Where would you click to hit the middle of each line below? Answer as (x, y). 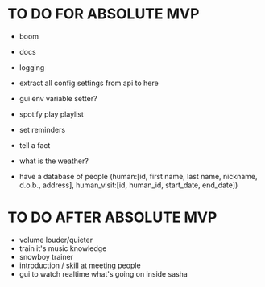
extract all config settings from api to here (89, 83)
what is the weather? (54, 161)
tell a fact (35, 145)
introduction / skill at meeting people (80, 265)
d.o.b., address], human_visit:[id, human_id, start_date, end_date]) (128, 185)
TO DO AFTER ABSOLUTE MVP (112, 217)
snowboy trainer (46, 256)
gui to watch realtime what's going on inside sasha (104, 273)
